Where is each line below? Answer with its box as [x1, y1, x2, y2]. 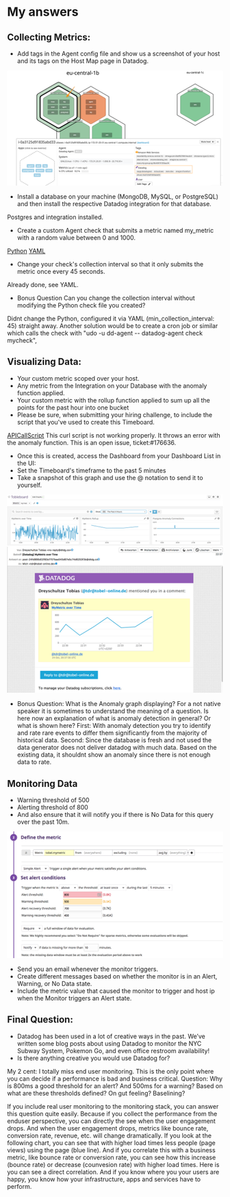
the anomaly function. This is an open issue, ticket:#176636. [7, 438, 177, 446]
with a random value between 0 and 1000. [16, 234, 136, 242]
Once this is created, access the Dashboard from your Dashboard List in [16, 451, 221, 459]
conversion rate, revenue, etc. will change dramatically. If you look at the [7, 1131, 212, 1139]
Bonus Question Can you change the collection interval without [16, 294, 195, 302]
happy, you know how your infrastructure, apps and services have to [7, 1175, 201, 1183]
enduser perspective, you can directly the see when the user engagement [7, 1117, 216, 1125]
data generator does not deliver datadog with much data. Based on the [16, 744, 217, 752]
